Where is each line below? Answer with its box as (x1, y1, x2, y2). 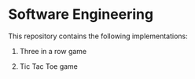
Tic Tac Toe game (19, 61, 79, 71)
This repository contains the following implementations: (8, 31, 189, 41)
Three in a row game (19, 46, 87, 56)
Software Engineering (8, 5, 154, 23)
